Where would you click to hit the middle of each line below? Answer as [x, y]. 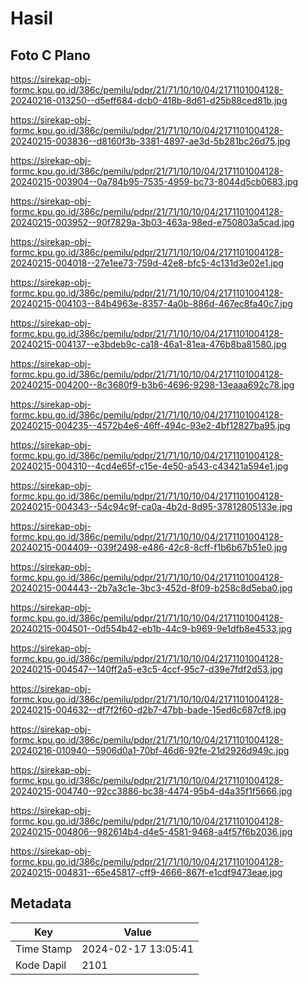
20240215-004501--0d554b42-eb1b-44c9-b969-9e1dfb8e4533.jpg [151, 628]
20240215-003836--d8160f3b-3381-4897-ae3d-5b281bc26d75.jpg [150, 141]
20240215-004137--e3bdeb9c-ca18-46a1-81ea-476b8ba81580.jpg [148, 344]
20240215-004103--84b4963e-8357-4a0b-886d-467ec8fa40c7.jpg [151, 303]
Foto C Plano [50, 55]
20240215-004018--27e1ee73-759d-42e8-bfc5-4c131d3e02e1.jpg [147, 263]
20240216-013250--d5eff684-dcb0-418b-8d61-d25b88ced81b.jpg [149, 100]
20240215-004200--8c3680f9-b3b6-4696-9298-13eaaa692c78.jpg [152, 385]
